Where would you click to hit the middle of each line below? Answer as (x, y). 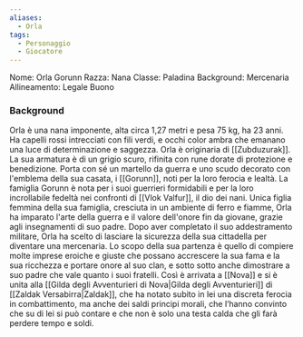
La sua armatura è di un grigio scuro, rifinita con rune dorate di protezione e (151, 159)
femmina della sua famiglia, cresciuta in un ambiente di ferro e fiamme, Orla (151, 208)
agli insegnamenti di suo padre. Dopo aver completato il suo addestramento (151, 227)
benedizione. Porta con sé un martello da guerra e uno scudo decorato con (150, 169)
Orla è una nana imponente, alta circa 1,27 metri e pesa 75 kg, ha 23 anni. (147, 130)
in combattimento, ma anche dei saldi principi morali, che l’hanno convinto (148, 304)
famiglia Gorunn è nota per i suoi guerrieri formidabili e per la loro (132, 188)
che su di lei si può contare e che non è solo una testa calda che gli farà (144, 313)
